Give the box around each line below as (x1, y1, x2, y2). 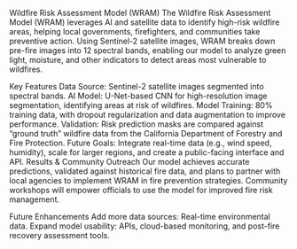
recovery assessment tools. (9, 230, 111, 240)
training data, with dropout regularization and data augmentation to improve (9, 110, 286, 120)
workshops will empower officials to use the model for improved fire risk (9, 185, 273, 195)
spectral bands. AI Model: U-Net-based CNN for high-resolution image (9, 90, 268, 101)
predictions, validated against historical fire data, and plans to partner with (9, 166, 281, 176)
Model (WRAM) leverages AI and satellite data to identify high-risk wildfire (9, 17, 280, 27)
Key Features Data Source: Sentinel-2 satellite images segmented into (9, 82, 264, 91)
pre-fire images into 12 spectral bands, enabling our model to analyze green (9, 45, 286, 56)
